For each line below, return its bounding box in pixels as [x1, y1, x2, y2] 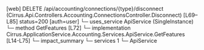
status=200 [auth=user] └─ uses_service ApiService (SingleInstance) [19, 18, 194, 25]
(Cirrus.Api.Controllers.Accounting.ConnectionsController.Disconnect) [6, 11, 182, 19]
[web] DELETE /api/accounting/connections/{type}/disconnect [6, 5, 164, 12]
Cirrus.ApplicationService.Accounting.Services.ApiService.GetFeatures [6, 31, 185, 38]
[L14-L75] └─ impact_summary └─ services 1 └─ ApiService [6, 37, 157, 44]
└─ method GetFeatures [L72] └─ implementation [6, 24, 131, 31]
